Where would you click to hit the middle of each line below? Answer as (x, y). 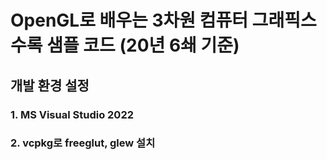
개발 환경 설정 (50, 85)
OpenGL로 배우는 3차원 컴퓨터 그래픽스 (163, 20)
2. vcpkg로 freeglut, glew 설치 (83, 143)
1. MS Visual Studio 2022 (72, 114)
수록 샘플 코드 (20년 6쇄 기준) (125, 45)
